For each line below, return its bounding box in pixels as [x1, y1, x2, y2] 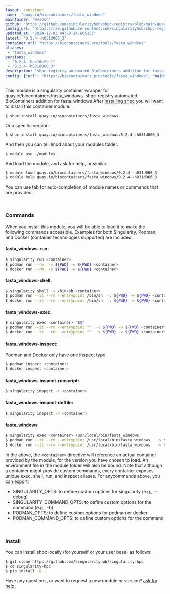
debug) [12, 494, 28, 500]
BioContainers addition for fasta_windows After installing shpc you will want [5, 98, 163, 104]
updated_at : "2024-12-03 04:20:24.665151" [5, 31, 96, 36]
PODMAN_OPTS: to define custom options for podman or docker [12, 510, 148, 516]
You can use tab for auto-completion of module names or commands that [5, 184, 158, 190]
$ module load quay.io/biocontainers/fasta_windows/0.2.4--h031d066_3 [5, 170, 157, 175]
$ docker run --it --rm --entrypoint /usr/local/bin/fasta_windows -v [5, 442, 162, 448]
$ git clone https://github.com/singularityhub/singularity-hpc [5, 559, 144, 564]
